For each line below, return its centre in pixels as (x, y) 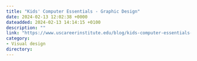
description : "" (26, 28)
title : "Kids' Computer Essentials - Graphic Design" (73, 11)
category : (18, 38)
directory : (19, 49)
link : (13, 33)
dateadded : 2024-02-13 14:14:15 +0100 (53, 22)
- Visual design (26, 44)
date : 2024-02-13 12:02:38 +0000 (47, 17)
